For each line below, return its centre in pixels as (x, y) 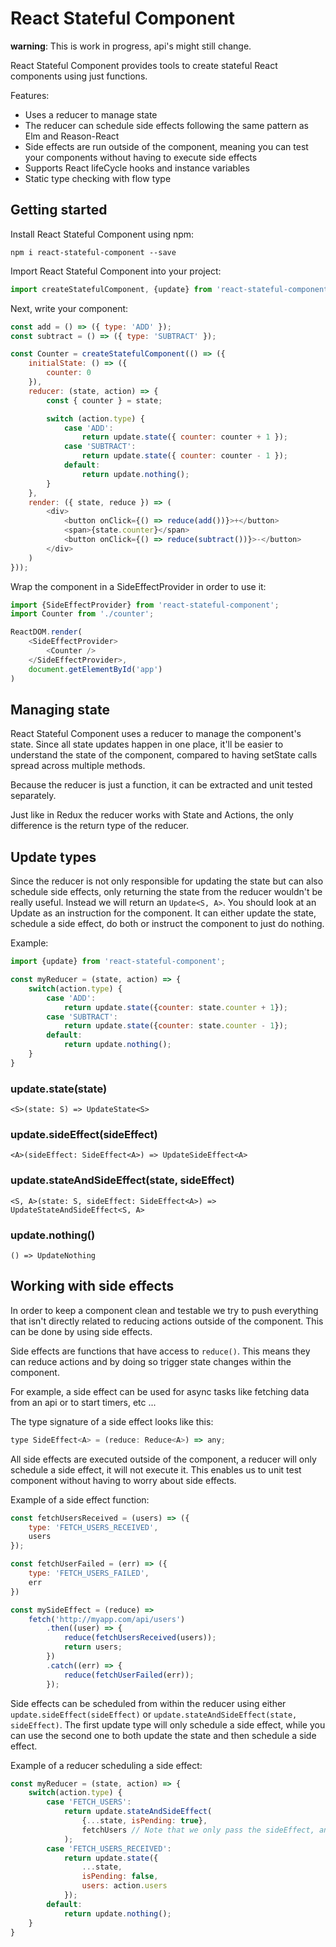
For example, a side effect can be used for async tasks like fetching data (160, 1391)
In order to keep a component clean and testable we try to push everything (164, 1310)
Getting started (59, 210)
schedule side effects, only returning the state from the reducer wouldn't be (166, 892)
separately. (33, 796)
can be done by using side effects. (81, 1331)
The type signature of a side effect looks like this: (112, 1421)
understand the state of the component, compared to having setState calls (164, 755)
